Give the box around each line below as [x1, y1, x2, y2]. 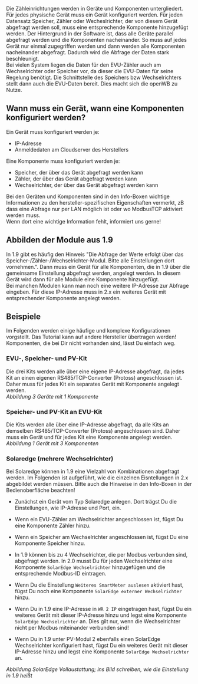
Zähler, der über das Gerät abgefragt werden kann [14, 175, 137, 182]
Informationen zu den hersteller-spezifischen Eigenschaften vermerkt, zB [6, 199, 184, 206]
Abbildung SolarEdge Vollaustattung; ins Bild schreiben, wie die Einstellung [6, 666, 189, 673]
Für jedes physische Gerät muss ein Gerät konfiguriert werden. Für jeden [6, 11, 183, 18]
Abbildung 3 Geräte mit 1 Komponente [6, 393, 99, 400]
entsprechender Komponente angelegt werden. [6, 294, 121, 301]
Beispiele [6, 312, 41, 322]
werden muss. [6, 212, 41, 219]
